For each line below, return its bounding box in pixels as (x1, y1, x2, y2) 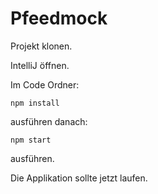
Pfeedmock (10, 7, 108, 30)
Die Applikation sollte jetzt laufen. (10, 172, 148, 184)
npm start (10, 135, 52, 145)
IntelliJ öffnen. (10, 59, 70, 71)
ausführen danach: (10, 115, 88, 127)
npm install (10, 98, 60, 108)
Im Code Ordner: (10, 78, 80, 91)
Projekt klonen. (10, 40, 73, 52)
